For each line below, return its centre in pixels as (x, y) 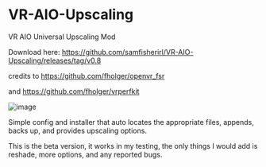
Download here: (34, 52)
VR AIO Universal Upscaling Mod (62, 37)
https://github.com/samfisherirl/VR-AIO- (127, 52)
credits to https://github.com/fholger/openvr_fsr (87, 76)
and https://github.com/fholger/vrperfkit (74, 91)
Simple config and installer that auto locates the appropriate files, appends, (131, 122)
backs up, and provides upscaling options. (77, 130)
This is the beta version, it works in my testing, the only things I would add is (133, 146)
